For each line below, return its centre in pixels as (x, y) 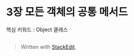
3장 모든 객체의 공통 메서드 (67, 12)
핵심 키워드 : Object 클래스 (37, 29)
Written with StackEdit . (49, 47)
